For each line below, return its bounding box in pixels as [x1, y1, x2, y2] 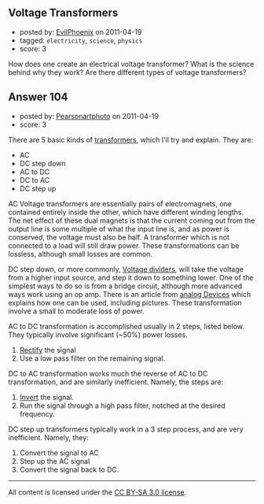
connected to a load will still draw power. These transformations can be [8, 240, 240, 250]
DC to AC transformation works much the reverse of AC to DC [8, 369, 208, 378]
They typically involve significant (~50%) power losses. [8, 330, 189, 339]
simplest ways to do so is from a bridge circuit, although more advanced [8, 281, 243, 291]
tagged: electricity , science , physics [19, 35, 143, 45]
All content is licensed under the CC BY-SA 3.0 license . [8, 487, 187, 497]
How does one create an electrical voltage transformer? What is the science [8, 59, 255, 69]
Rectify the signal [19, 345, 76, 354]
